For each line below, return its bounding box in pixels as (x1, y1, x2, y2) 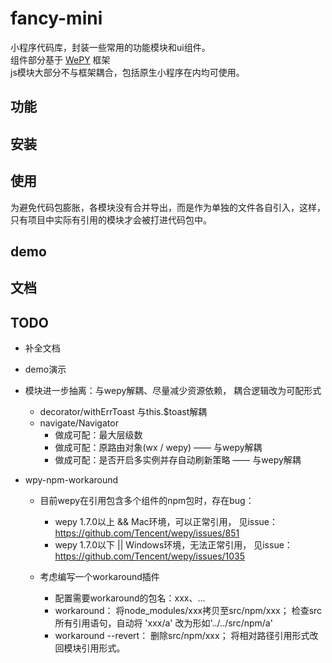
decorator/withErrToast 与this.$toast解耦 (39, 406, 208, 418)
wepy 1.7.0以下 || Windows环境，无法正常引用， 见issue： (54, 539, 293, 551)
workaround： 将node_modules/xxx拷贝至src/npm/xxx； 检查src (54, 605, 323, 617)
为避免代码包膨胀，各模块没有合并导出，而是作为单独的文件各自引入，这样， (10, 201, 326, 213)
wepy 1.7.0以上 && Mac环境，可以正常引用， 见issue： (54, 516, 279, 528)
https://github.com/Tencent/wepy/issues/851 (54, 527, 240, 539)
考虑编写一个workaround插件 (39, 571, 160, 583)
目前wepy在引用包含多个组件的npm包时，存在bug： (39, 495, 255, 507)
